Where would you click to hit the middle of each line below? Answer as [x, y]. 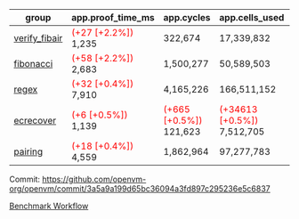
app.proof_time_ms [113, 17]
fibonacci [33, 64]
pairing [28, 152]
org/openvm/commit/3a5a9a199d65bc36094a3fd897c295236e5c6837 [140, 189]
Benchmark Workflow [49, 206]
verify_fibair [38, 38]
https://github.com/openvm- [94, 179]
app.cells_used [252, 17]
